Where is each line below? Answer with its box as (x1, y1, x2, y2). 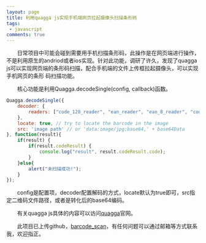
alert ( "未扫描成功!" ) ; (28, 166, 82, 172)
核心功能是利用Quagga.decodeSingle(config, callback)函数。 (17, 85, 172, 92)
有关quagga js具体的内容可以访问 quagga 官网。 (17, 209, 137, 217)
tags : (6, 20, 20, 26)
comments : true (6, 32, 45, 38)
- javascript (9, 26, 43, 32)
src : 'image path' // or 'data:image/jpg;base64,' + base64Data (17, 126, 185, 132)
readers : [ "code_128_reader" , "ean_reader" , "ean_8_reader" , (28, 108, 188, 115)
